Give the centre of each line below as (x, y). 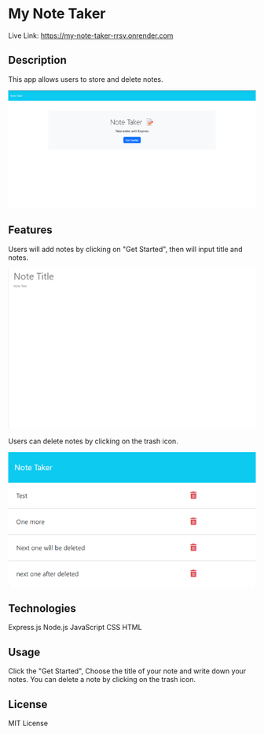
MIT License (28, 723)
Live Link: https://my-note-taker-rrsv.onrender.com (91, 35)
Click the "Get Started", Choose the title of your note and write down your (127, 671)
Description (37, 60)
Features (30, 230)
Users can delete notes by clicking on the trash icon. (93, 441)
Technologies (42, 608)
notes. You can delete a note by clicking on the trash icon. (102, 680)
